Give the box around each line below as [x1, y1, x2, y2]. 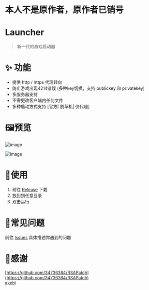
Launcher [5, 27, 45, 38]
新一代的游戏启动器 [16, 44, 56, 49]
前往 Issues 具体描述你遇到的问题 [5, 234, 72, 240]
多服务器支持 [12, 92, 38, 97]
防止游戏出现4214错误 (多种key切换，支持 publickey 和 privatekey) [12, 85, 145, 91]
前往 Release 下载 [12, 186, 47, 192]
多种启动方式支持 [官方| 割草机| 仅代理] [12, 104, 90, 110]
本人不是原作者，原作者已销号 [5, 4, 124, 16]
